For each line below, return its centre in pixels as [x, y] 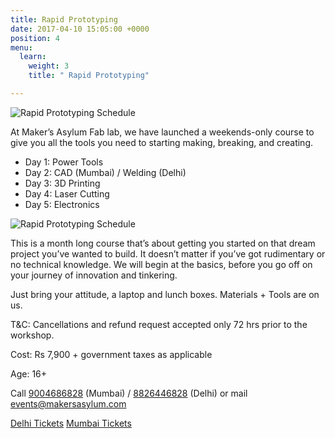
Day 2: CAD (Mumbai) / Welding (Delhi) [105, 172]
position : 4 [35, 38]
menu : [21, 47]
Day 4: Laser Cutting [67, 193]
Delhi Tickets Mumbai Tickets [71, 423]
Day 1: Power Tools [64, 162]
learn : [33, 57]
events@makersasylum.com [68, 403]
